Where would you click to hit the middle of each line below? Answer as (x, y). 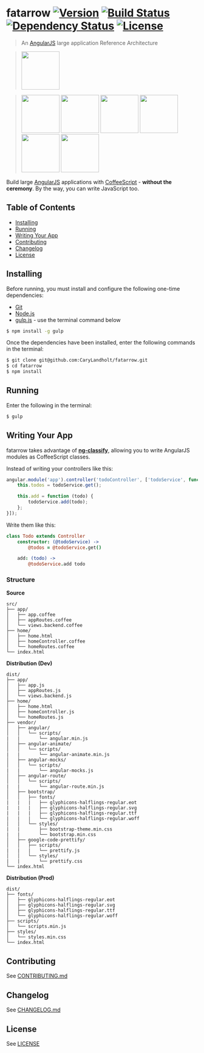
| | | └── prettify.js (43, 851)
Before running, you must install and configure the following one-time (93, 288)
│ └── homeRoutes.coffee (40, 647)
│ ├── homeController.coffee (46, 641)
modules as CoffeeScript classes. (48, 457)
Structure (21, 580)
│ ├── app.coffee (31, 615)
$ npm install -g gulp (35, 331)
